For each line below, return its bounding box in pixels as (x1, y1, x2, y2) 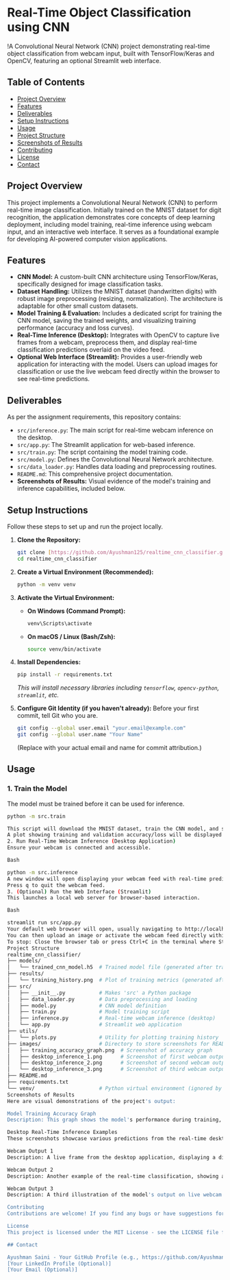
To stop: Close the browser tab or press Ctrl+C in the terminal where (7, 938, 216, 945)
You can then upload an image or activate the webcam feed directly (7, 932, 207, 939)
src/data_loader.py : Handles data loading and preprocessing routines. (16, 463, 217, 471)
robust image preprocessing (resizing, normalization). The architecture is (16, 295, 223, 303)
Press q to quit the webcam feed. (7, 882, 106, 889)
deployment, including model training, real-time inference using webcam (7, 220, 212, 228)
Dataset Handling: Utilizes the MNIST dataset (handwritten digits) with (16, 287, 217, 295)
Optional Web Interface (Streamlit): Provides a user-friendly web (16, 353, 203, 361)
